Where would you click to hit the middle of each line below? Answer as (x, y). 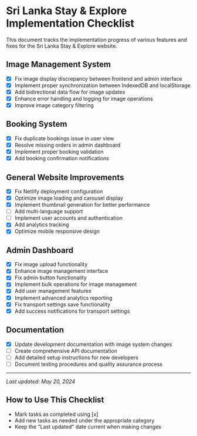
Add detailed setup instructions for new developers (77, 357)
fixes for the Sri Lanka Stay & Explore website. (62, 46)
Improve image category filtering (54, 105)
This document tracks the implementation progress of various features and (97, 39)
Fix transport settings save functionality (62, 304)
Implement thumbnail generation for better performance (82, 205)
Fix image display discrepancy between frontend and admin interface (98, 78)
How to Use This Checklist (55, 400)
